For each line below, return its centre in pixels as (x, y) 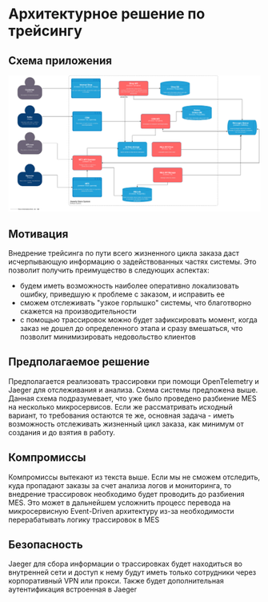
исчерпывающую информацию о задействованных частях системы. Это (132, 262)
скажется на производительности (78, 311)
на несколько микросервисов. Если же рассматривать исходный (121, 406)
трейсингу (45, 31)
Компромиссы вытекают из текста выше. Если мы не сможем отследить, (134, 477)
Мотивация (38, 234)
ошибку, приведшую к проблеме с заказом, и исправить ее (122, 294)
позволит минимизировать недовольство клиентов (108, 337)
